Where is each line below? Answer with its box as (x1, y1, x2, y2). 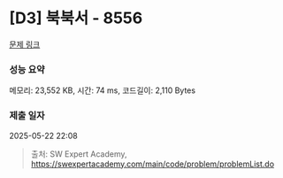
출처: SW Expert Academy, (30, 148, 127, 159)
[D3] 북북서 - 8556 (9, 8, 143, 28)
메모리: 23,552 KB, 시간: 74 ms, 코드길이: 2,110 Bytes (9, 85, 196, 96)
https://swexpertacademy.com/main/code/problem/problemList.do (30, 159, 275, 169)
